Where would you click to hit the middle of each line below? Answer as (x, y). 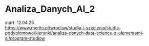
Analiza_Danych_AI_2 (50, 9)
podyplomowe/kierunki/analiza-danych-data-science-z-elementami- (74, 33)
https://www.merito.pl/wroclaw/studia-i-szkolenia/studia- (63, 27)
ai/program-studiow (25, 38)
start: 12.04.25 (20, 23)
